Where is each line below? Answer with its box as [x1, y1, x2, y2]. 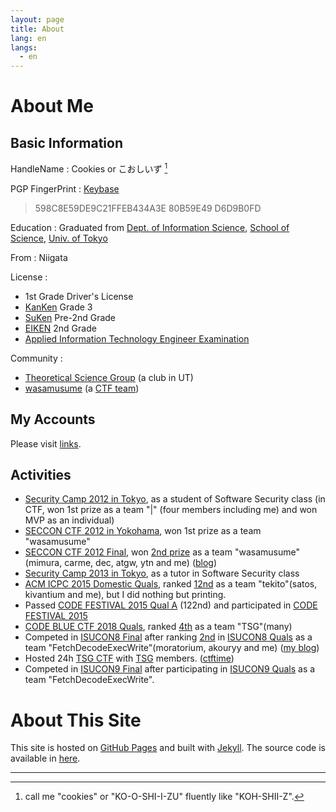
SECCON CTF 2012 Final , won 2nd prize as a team [24, 546, 233, 558]
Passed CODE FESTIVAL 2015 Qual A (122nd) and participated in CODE [24, 599, 318, 611]
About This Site [10, 709, 142, 731]
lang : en [10, 33, 47, 43]
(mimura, [24, 557, 63, 569]
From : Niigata [10, 251, 68, 263]
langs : [10, 42, 38, 53]
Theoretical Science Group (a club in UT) [24, 371, 194, 383]
